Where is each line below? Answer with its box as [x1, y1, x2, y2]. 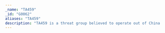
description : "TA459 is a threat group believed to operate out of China [5, 20, 161, 26]
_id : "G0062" [5, 12, 32, 16]
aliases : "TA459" [5, 16, 41, 21]
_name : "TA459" [5, 7, 37, 12]
